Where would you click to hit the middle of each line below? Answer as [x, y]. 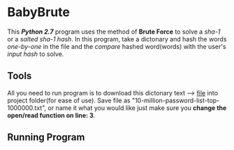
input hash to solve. [36, 54]
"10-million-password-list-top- [176, 100]
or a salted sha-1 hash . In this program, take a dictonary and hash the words [117, 39]
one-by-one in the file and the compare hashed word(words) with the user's [117, 46]
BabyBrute [38, 12]
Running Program [46, 137]
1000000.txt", [27, 108]
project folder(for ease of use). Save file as [69, 100]
